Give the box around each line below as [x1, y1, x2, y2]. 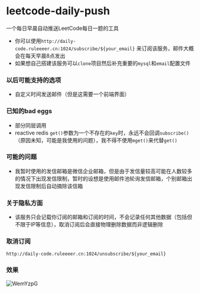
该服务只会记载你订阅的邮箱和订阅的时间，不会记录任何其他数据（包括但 [14, 213, 192, 221]
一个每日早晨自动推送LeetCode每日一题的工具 [6, 24, 119, 32]
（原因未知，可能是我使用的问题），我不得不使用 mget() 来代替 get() [14, 136, 177, 144]
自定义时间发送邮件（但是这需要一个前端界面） [14, 91, 130, 98]
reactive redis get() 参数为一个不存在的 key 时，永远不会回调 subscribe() [14, 129, 189, 136]
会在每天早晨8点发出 [14, 52, 65, 59]
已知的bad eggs [6, 107, 52, 116]
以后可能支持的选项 [6, 76, 61, 84]
